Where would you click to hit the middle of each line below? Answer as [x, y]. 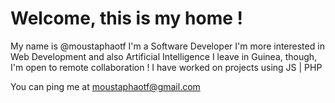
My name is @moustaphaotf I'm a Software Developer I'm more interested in [167, 46]
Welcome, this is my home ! [126, 18]
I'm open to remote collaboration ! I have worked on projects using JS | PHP [166, 67]
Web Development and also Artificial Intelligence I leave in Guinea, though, [164, 56]
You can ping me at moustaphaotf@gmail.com [105, 86]
